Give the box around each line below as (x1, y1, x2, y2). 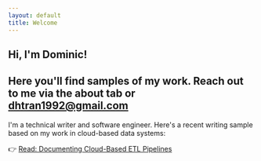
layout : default (8, 11, 61, 20)
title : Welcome (8, 19, 58, 27)
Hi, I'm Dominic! (8, 48, 88, 61)
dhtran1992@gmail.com (8, 99, 129, 112)
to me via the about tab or (8, 87, 136, 101)
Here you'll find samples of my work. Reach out (8, 75, 245, 88)
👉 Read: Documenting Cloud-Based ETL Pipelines (8, 144, 172, 153)
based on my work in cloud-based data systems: (8, 128, 166, 137)
